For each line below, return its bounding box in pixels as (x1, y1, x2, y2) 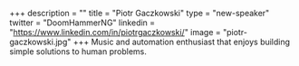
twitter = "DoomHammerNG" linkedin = (9, 17, 156, 28)
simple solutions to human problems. (9, 46, 148, 57)
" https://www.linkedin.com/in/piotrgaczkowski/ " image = (9, 27, 222, 37)
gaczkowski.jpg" (9, 36, 72, 47)
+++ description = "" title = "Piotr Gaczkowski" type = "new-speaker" (9, 8, 270, 18)
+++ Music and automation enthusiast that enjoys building (72, 36, 291, 47)
